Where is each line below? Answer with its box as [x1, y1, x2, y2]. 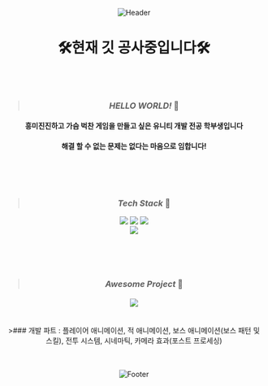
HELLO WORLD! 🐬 [108, 100, 179, 111]
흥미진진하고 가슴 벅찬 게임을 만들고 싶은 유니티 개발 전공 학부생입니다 [24, 121, 244, 131]
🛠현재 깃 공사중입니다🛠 [57, 39, 211, 57]
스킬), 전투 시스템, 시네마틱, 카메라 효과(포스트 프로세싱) [45, 336, 223, 345]
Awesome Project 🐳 [105, 278, 184, 289]
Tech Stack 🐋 [118, 197, 171, 209]
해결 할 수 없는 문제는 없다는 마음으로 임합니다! [61, 141, 207, 151]
